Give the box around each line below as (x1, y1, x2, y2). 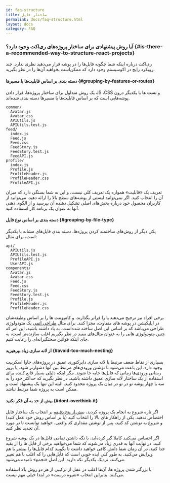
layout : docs (6, 21, 33, 27)
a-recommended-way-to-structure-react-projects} (6, 49, 135, 56)
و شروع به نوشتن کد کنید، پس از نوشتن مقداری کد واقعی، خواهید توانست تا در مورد (6, 420, 163, 426)
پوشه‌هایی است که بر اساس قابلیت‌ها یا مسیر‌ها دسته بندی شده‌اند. (6, 94, 130, 101)
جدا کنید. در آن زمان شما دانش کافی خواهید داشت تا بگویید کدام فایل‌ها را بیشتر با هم (6, 445, 165, 452)
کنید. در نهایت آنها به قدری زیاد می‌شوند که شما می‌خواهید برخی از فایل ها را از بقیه (6, 440, 161, 446)
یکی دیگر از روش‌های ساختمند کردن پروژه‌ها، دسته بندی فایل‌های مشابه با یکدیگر (6, 228, 156, 234)
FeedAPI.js (10, 153, 33, 158)
